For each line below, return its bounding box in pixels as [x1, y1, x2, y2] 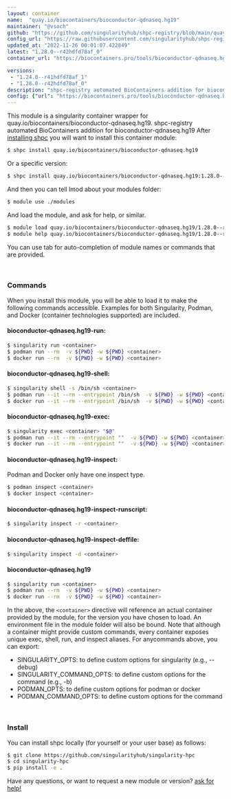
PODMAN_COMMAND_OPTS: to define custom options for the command [16, 692, 223, 701]
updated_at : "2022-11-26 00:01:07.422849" [7, 42, 131, 49]
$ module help [7, 230, 48, 237]
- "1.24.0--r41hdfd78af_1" [10, 74, 88, 80]
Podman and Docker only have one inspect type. [7, 470, 146, 479]
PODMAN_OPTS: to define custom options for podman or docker [16, 685, 201, 693]
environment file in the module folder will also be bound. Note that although [7, 620, 221, 629]
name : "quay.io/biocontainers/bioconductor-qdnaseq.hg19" [7, 17, 180, 23]
